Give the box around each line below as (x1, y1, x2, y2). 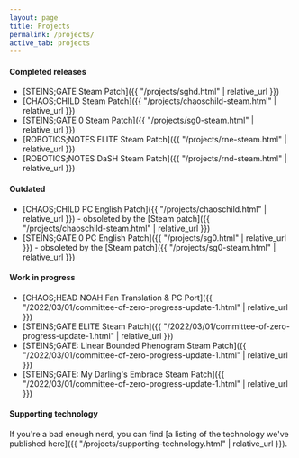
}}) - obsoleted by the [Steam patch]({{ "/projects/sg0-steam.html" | (22, 242, 276, 252)
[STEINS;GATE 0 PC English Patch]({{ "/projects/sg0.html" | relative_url (22, 232, 286, 243)
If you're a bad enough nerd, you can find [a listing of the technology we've (9, 429, 290, 440)
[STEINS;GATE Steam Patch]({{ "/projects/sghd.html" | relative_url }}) (22, 87, 280, 97)
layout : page (9, 13, 59, 23)
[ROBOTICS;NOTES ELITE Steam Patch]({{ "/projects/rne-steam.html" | (22, 134, 287, 145)
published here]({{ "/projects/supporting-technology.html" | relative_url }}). (9, 438, 288, 449)
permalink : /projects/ (9, 30, 95, 39)
